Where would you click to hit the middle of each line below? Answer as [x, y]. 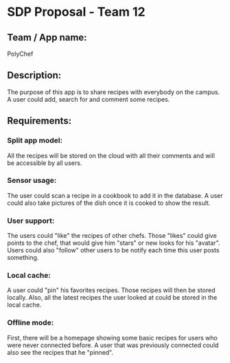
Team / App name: [47, 37]
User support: [31, 221]
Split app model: [35, 140]
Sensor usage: [32, 181]
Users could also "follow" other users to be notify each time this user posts [113, 250]
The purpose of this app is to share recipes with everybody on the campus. [114, 92]
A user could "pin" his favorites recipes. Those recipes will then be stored [111, 290]
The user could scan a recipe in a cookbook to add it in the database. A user [115, 195]
